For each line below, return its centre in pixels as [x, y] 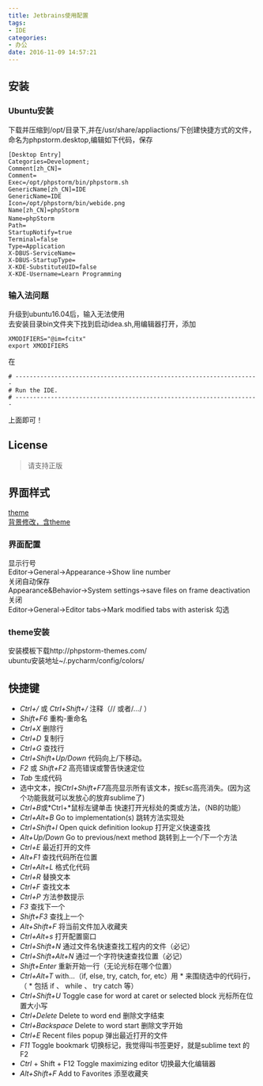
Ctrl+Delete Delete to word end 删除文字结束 [92, 1016]
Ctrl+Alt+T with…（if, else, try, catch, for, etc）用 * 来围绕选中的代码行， [137, 976]
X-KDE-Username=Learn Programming [65, 274]
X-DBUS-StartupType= [42, 260]
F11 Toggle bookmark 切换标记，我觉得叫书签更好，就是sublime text [130, 1046]
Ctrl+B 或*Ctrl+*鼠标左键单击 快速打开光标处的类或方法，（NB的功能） [132, 808]
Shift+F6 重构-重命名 [54, 718]
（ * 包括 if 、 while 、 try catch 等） [79, 986]
